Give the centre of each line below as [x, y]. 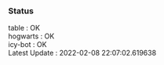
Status [21, 11]
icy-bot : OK [27, 45]
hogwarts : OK [31, 36]
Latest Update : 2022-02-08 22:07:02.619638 [82, 53]
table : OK [24, 28]
